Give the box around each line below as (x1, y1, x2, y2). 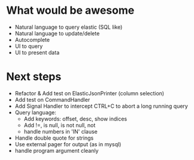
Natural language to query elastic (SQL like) (14, 23, 123, 31)
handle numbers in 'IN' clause (23, 128, 98, 135)
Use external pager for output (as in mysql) (14, 140, 122, 147)
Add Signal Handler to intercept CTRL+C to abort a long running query (14, 102, 189, 110)
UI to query (14, 43, 43, 50)
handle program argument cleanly (14, 147, 99, 154)
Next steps (6, 70, 62, 84)
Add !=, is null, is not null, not (23, 121, 96, 129)
